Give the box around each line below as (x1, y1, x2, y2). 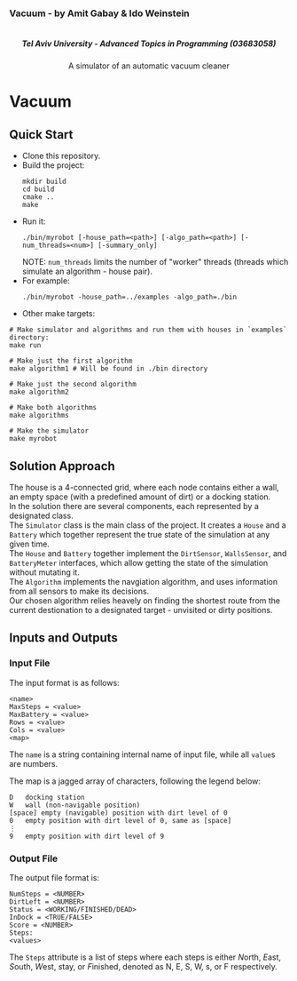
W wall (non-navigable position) (9, 801, 141, 810)
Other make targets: (21, 308, 96, 319)
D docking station (9, 793, 86, 802)
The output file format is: (9, 873, 100, 883)
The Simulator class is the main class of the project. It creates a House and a (9, 520, 286, 530)
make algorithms (9, 411, 69, 420)
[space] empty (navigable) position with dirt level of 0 (9, 808, 228, 817)
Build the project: (21, 160, 85, 171)
